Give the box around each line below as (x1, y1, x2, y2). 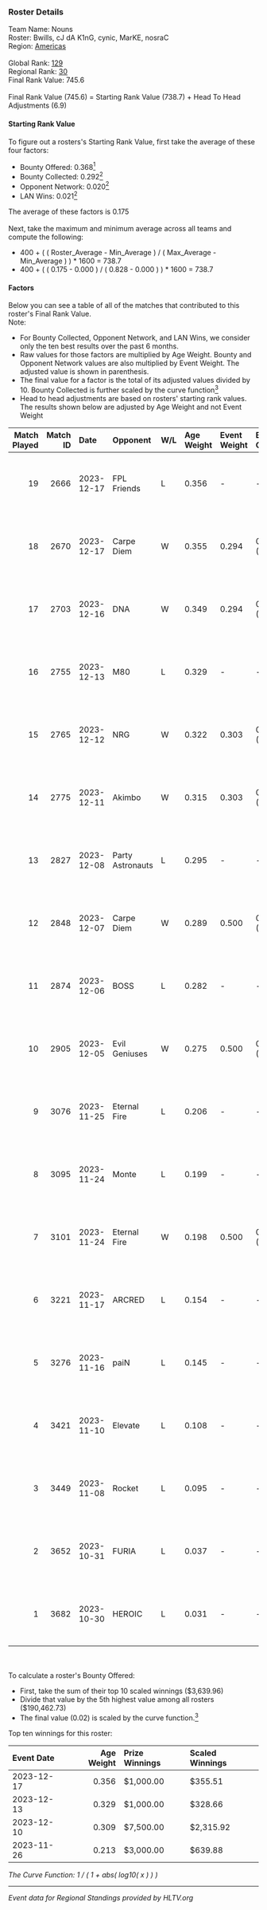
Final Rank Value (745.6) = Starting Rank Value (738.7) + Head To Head (8, 93, 241, 102)
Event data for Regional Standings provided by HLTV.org (8, 1892, 194, 1902)
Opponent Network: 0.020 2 (19, 180, 110, 191)
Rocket (112, 1483, 139, 1494)
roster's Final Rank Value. (8, 309, 91, 319)
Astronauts (112, 860, 153, 871)
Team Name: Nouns (8, 25, 73, 34)
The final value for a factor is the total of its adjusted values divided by (19, 376, 250, 385)
